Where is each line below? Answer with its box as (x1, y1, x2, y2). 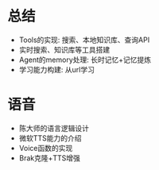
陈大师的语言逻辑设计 (18, 123, 89, 133)
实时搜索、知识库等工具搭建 (18, 44, 111, 54)
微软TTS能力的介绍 (18, 133, 82, 143)
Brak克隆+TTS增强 (18, 153, 81, 163)
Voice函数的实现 (18, 143, 73, 153)
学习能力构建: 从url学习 (18, 64, 95, 74)
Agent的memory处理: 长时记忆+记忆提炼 (18, 55, 152, 64)
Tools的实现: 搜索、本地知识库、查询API (18, 35, 150, 44)
